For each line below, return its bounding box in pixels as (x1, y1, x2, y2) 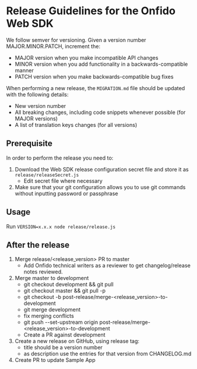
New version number (14, 102, 66, 109)
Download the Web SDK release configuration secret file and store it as (14, 166, 189, 173)
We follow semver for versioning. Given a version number (6, 36, 147, 43)
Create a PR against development (23, 331, 106, 339)
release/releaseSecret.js (14, 172, 79, 178)
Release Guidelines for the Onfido (6, 4, 176, 18)
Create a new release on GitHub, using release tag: (14, 338, 139, 345)
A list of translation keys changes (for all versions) (14, 121, 138, 128)
